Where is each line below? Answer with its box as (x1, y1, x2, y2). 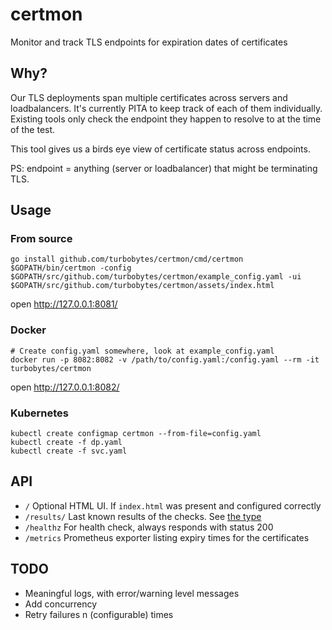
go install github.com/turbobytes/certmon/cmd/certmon (10, 254, 244, 265)
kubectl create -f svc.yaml (10, 446, 128, 457)
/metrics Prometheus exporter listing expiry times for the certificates (24, 531, 310, 543)
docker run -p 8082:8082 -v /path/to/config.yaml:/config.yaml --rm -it (10, 354, 320, 365)
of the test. (10, 123, 56, 135)
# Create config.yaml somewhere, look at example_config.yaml (10, 346, 275, 356)
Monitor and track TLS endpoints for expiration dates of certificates (10, 36, 288, 48)
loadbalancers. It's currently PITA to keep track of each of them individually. (10, 102, 323, 114)
